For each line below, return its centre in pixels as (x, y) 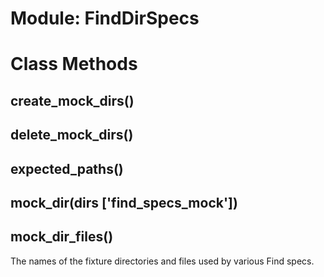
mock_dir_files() (62, 237)
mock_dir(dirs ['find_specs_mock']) (124, 202)
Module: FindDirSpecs (105, 18)
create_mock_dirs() (72, 100)
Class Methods (74, 64)
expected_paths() (67, 168)
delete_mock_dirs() (72, 135)
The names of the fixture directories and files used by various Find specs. (162, 261)
